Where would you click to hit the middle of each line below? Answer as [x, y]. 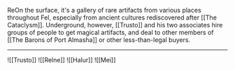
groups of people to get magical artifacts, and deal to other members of [111, 32]
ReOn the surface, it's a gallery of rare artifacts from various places [104, 10]
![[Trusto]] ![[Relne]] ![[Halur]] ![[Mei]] [62, 60]
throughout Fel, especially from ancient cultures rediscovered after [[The [112, 17]
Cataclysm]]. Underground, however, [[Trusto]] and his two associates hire [115, 25]
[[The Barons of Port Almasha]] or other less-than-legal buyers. [99, 40]
